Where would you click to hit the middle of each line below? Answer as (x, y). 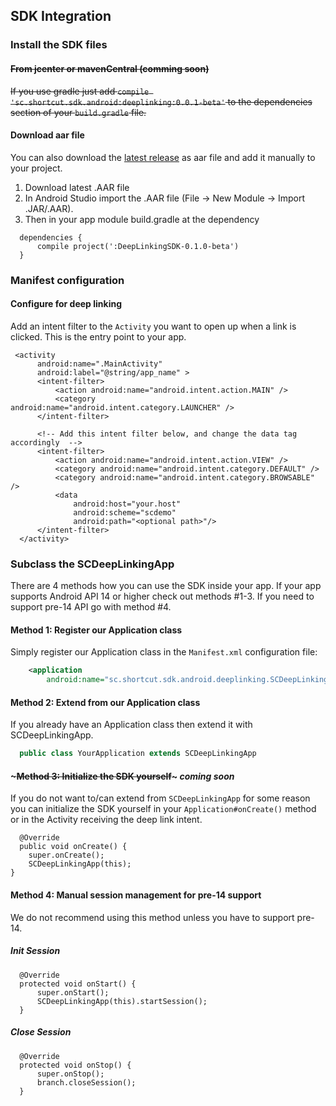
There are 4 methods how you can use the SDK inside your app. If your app (166, 586)
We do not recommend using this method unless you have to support (152, 917)
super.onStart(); (73, 992)
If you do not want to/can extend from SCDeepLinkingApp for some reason (160, 798)
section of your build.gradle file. (78, 112)
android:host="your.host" (127, 504)
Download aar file (47, 135)
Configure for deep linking (66, 304)
